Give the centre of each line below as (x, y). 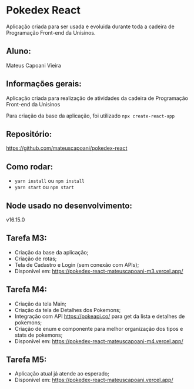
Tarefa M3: (26, 238)
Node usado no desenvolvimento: (69, 205)
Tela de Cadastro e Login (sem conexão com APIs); (77, 264)
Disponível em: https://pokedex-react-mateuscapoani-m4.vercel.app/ (99, 341)
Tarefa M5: (26, 360)
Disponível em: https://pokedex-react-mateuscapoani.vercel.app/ (94, 380)
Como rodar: (30, 167)
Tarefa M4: (27, 289)
